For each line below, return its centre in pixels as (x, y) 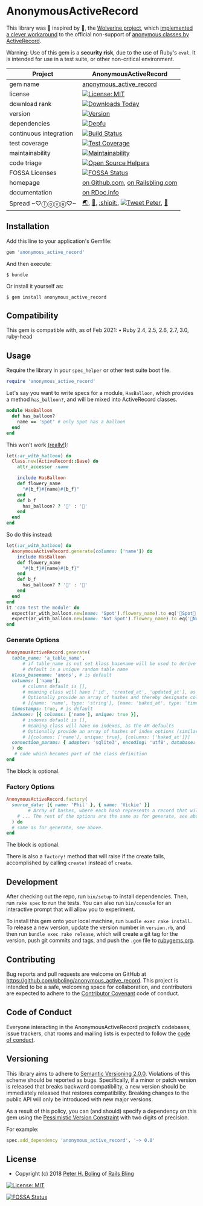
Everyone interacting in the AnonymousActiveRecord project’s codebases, (99, 1027)
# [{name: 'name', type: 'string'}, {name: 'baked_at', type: (102, 703)
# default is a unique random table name (75, 670)
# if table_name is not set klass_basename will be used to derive (109, 664)
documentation (31, 192)
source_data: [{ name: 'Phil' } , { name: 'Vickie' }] (81, 805)
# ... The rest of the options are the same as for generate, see (102, 816)
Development (32, 882)
